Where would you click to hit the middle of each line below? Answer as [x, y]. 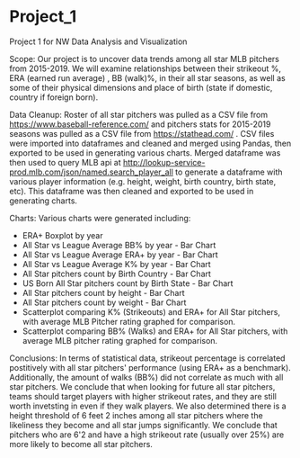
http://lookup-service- [164, 162]
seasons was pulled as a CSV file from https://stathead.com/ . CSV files [142, 133]
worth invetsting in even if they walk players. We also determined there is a [148, 406]
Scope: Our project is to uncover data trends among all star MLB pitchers [145, 58]
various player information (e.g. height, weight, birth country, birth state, [143, 181]
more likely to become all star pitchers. [81, 444]
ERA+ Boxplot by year [62, 235]
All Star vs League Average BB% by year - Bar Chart [119, 245]
